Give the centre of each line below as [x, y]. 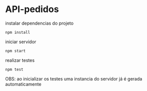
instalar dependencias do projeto [40, 23]
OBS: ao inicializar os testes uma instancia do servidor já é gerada [74, 78]
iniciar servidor [21, 42]
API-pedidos [32, 9]
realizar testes [20, 60]
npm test [14, 69]
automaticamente [23, 84]
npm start [16, 51]
